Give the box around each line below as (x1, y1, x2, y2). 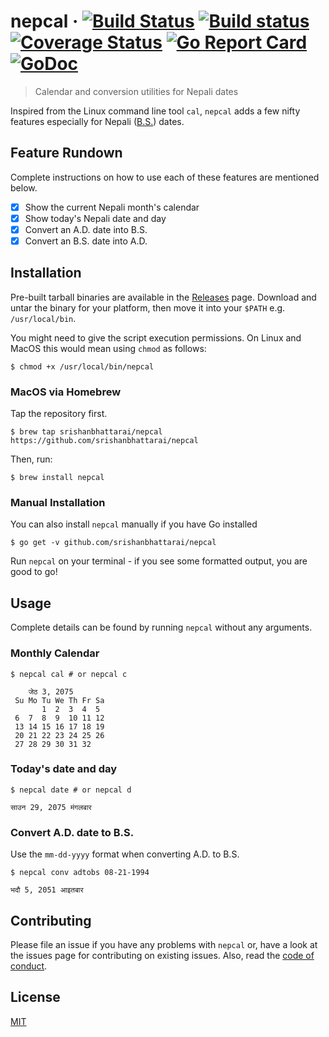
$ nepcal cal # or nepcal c (10, 669, 128, 679)
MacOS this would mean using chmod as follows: (10, 342, 207, 354)
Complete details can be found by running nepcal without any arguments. (10, 621, 313, 634)
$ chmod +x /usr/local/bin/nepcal (10, 361, 155, 372)
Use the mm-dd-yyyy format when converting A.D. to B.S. (10, 848, 240, 860)
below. (10, 181, 38, 194)
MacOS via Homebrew (10, 385, 122, 399)
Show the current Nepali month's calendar (24, 201, 200, 213)
